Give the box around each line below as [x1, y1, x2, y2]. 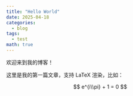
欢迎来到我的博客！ [6, 59, 54, 66]
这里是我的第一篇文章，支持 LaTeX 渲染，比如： [6, 71, 123, 78]
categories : [6, 20, 36, 25]
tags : [6, 31, 20, 37]
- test [11, 36, 28, 42]
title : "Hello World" [6, 8, 60, 15]
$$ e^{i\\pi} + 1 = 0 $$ [73, 83, 128, 90]
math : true [6, 42, 33, 48]
